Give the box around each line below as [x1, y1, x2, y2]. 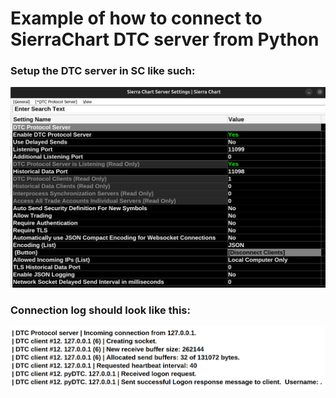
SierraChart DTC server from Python [10, 28, 320, 51]
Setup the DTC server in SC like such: [10, 64, 196, 78]
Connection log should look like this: [10, 303, 191, 317]
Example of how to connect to [10, 7, 263, 30]
